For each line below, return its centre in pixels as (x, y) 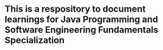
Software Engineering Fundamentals (81, 30)
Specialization (35, 40)
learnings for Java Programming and (81, 19)
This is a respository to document (75, 9)
